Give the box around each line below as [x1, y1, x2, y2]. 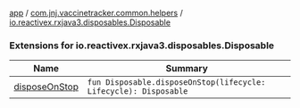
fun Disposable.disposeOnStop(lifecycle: [87, 78, 266, 87]
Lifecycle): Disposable [87, 87, 188, 96]
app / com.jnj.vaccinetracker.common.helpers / [9, 8, 183, 18]
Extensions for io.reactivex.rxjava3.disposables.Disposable [9, 39, 275, 52]
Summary [165, 62, 208, 75]
